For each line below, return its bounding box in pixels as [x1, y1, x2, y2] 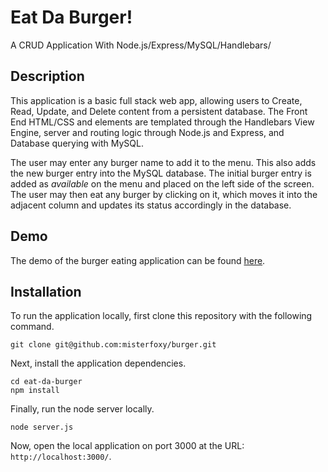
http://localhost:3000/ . [10, 451, 112, 463]
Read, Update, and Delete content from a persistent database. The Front [10, 105, 308, 117]
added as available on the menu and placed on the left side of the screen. [10, 177, 315, 190]
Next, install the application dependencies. [10, 357, 187, 370]
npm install [10, 386, 60, 396]
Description [10, 68, 85, 85]
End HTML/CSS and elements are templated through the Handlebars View [10, 116, 315, 128]
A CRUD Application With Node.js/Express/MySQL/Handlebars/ [10, 39, 272, 51]
